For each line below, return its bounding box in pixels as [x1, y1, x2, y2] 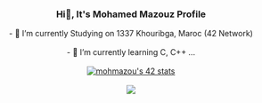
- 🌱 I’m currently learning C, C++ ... [66, 47, 196, 58]
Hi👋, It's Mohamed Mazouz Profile [55, 8, 207, 20]
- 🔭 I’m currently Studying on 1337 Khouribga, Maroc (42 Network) [9, 28, 253, 39]
